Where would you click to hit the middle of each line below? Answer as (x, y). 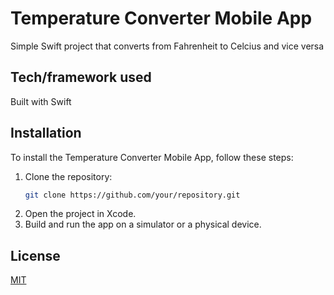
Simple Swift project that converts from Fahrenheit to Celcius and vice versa (167, 46)
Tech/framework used (81, 77)
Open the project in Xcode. (80, 214)
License (35, 255)
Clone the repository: (68, 176)
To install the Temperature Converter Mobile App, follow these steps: (152, 157)
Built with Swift (41, 101)
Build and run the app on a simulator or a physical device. (143, 224)
